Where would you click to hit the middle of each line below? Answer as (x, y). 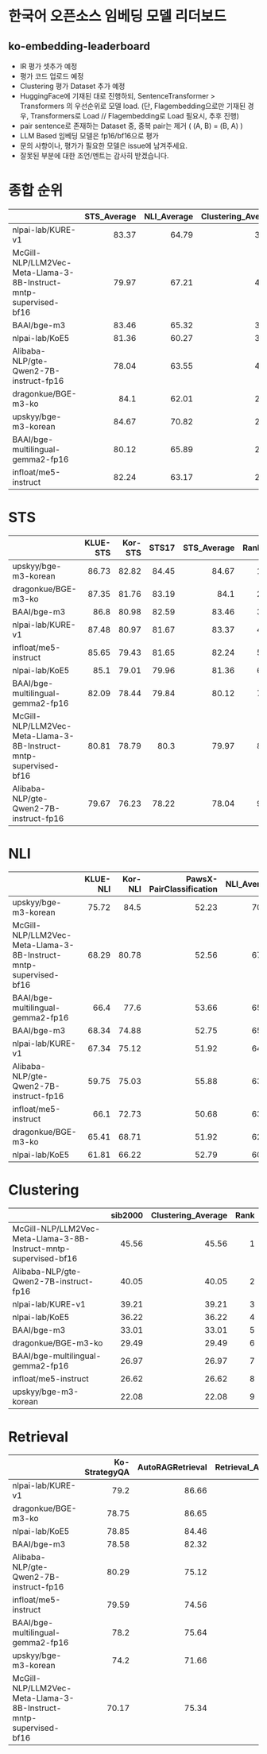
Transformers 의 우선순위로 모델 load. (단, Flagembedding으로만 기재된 (133, 106)
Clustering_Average (189, 1215)
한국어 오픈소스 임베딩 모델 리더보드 (117, 16)
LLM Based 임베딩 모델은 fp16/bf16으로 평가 (89, 136)
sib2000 (127, 1215)
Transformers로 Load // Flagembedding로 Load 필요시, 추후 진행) (135, 116)
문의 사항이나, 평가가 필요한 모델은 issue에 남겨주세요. (104, 145)
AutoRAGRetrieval (173, 1467)
